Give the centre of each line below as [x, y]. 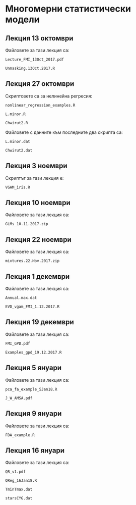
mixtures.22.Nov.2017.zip [32, 261]
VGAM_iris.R [18, 187]
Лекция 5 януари [33, 368]
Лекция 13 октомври [39, 38]
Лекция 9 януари [33, 414]
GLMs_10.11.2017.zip [27, 224]
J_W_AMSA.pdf [19, 398]
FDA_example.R [20, 435]
